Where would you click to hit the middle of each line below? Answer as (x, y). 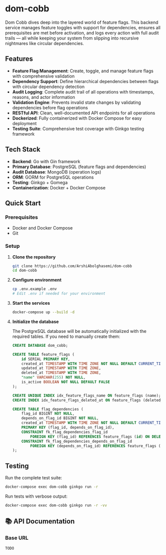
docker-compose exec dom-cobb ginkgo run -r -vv (56, 505)
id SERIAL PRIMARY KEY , (46, 359)
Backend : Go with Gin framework (46, 161)
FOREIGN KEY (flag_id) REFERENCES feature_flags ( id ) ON (90, 437)
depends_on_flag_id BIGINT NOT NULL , (60, 418)
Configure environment (37, 280)
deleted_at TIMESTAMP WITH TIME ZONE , (61, 373)
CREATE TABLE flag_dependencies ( (48, 409)
